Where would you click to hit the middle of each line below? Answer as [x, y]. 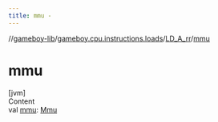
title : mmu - [30, 16]
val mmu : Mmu [33, 109]
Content [22, 101]
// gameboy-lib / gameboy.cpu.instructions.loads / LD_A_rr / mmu [109, 38]
